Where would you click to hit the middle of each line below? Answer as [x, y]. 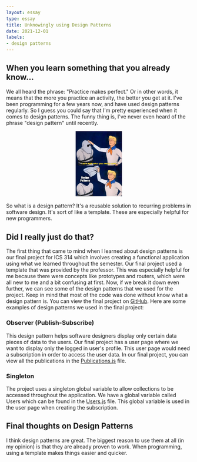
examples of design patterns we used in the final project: [75, 308]
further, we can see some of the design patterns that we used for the [90, 289]
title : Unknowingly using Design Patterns [59, 25]
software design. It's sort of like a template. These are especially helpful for [98, 212]
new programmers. [29, 219]
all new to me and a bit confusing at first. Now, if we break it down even [93, 282]
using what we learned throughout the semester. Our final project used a [94, 264]
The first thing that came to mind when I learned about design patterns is [95, 251]
